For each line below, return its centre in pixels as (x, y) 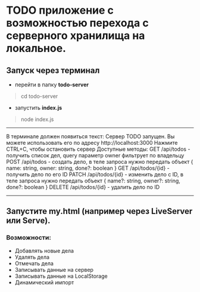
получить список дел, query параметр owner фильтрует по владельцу (95, 155)
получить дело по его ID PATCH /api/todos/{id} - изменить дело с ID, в (95, 174)
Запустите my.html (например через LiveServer (99, 211)
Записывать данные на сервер (54, 269)
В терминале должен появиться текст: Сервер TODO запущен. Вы (90, 136)
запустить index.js (38, 108)
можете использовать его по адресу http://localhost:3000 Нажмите (92, 143)
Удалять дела (32, 257)
